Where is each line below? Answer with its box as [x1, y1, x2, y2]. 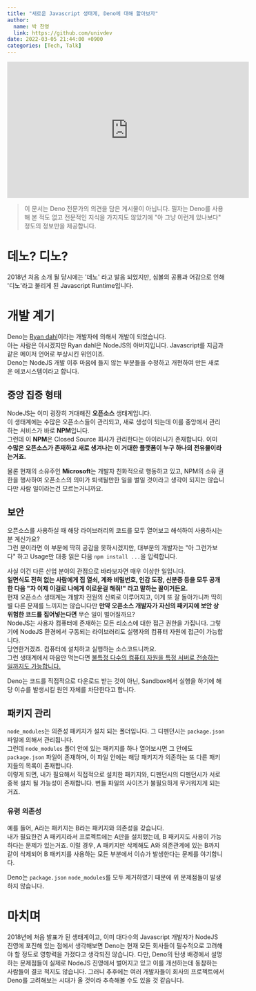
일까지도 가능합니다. [7, 662, 61, 670]
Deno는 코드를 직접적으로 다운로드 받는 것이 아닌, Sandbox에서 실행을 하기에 [7, 676, 215, 685]
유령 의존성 [7, 807, 42, 817]
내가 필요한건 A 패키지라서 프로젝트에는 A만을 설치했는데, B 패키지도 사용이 [7, 832, 209, 841]
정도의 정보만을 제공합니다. [23, 222, 97, 230]
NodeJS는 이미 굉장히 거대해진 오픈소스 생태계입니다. [7, 409, 152, 417]
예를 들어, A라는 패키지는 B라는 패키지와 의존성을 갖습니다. [7, 824, 164, 832]
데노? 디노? [7, 248, 69, 264]
